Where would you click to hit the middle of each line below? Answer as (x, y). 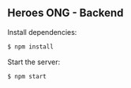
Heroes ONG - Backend (65, 13)
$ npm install (31, 47)
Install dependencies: (42, 32)
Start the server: (34, 62)
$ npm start (27, 76)
